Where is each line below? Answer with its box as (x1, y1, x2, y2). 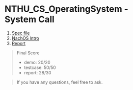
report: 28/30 (24, 69, 52, 75)
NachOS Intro (11, 35, 40, 41)
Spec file (11, 30, 30, 36)
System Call (4, 14, 54, 25)
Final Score (16, 50, 40, 56)
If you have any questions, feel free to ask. (16, 79, 103, 85)
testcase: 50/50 (24, 65, 56, 70)
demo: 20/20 (24, 59, 51, 65)
